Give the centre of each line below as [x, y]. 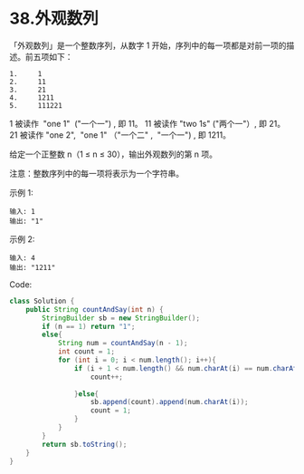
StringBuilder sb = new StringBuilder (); [121, 318]
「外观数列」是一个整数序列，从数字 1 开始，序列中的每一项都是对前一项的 [148, 45]
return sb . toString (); [85, 444]
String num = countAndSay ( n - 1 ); [123, 343]
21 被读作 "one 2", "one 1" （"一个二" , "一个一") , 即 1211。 [120, 135]
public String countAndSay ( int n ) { [95, 309]
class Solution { [42, 301]
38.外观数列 [54, 19]
